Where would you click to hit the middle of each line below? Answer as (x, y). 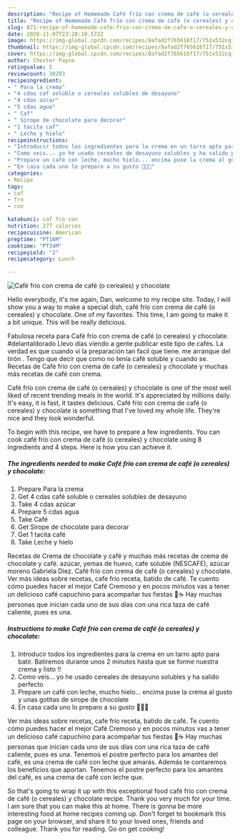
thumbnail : (24, 47)
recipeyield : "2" (33, 253)
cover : (17, 54)
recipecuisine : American (44, 233)
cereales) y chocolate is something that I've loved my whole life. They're (114, 410)
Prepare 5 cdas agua (49, 512)
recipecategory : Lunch (41, 259)
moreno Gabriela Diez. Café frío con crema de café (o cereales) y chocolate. (120, 571)
